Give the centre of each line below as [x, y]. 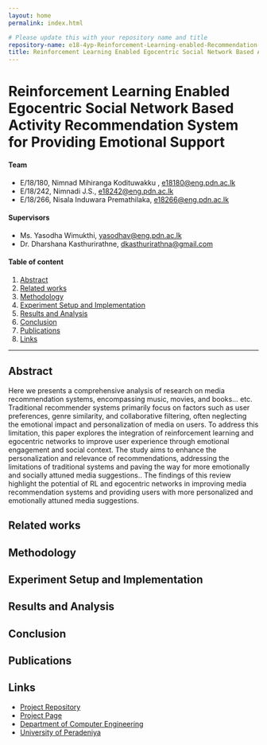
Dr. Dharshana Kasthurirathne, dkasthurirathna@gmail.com [116, 244]
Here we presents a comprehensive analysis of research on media [116, 390]
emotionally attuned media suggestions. [74, 500]
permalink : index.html [46, 23]
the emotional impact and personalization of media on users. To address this [133, 424]
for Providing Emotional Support [116, 142]
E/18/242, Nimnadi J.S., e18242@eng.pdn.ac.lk [97, 191]
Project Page [41, 715]
